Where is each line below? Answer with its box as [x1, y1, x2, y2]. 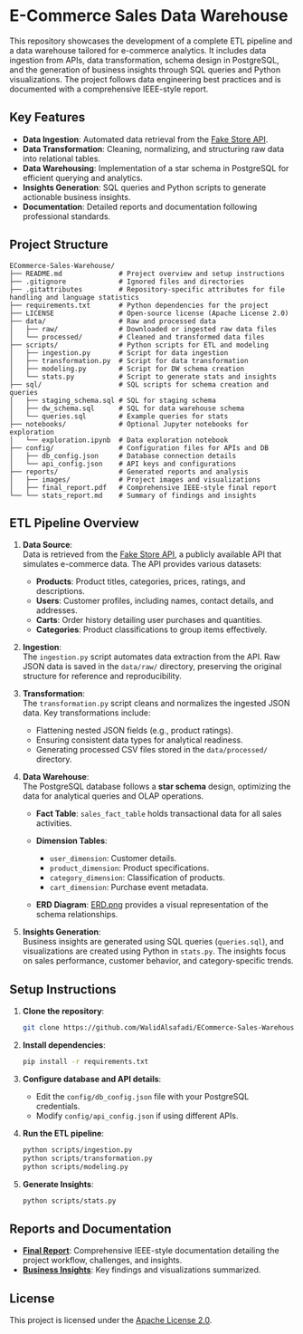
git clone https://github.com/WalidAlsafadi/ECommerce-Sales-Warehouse [22, 1023, 298, 1032]
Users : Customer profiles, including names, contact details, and [35, 595, 274, 607]
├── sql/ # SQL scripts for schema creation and [9, 379, 270, 389]
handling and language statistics [9, 293, 140, 302]
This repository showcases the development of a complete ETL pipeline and [9, 35, 293, 46]
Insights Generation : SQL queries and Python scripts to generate [22, 182, 267, 193]
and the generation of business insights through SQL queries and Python [9, 64, 281, 75]
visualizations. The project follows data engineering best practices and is [9, 73, 282, 84]
